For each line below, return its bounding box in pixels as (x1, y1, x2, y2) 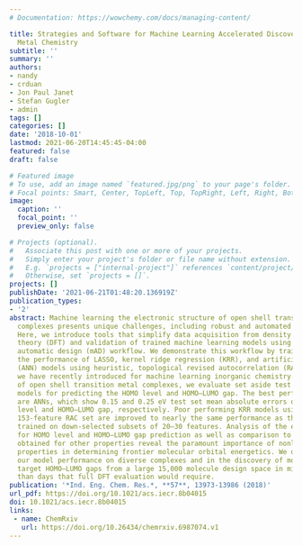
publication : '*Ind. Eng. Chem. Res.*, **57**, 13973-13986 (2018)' (9, 481, 271, 490)
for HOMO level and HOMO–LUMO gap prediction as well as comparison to (17, 431, 292, 440)
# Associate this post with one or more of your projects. (9, 246, 244, 255)
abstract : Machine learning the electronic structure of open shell (9, 313, 271, 323)
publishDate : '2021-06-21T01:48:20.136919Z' (9, 288, 179, 297)
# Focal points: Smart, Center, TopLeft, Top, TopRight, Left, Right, (9, 188, 280, 197)
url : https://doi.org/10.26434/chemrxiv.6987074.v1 (21, 523, 219, 532)
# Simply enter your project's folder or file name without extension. (9, 254, 292, 264)
